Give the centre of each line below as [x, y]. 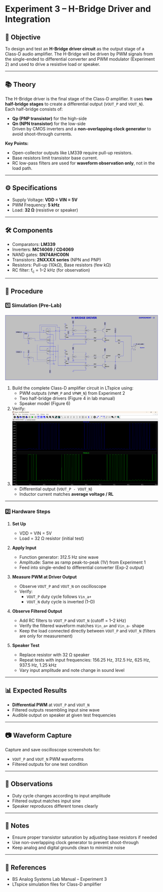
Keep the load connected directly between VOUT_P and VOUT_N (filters [87, 631]
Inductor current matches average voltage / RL [66, 494]
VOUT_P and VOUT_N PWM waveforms [48, 759]
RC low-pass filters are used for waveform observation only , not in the [83, 163]
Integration [28, 19]
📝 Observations [29, 784]
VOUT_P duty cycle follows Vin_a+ [59, 597]
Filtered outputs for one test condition [50, 764]
